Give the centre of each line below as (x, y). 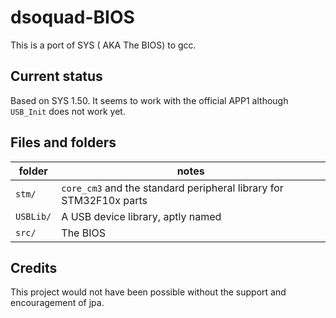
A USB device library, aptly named (141, 216)
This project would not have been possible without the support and (148, 292)
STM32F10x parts (104, 200)
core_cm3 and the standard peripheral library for (172, 188)
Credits (34, 267)
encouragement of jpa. (57, 303)
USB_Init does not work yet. (68, 111)
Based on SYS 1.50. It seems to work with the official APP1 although (149, 100)
